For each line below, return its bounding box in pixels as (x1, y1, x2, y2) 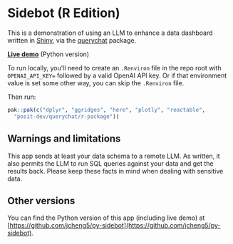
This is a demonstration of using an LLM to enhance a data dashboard (7, 28, 213, 37)
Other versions (7, 194, 76, 207)
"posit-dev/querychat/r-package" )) (14, 112, 120, 120)
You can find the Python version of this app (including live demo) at (7, 213, 205, 222)
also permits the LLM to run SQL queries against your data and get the (7, 159, 214, 168)
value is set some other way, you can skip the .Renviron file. (7, 78, 185, 87)
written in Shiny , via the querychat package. (7, 36, 137, 44)
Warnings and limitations (7, 133, 121, 145)
